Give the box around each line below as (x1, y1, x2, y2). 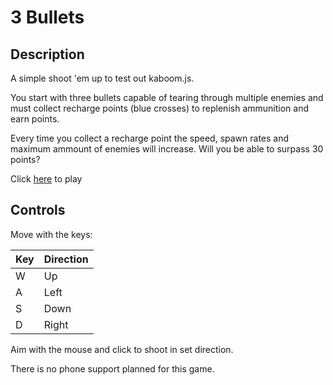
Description (10, 46, 85, 63)
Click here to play (10, 173, 83, 185)
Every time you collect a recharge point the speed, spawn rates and (10, 132, 290, 144)
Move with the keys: (10, 228, 93, 240)
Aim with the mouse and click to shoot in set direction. (10, 343, 234, 355)
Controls (10, 202, 66, 219)
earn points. (10, 113, 60, 125)
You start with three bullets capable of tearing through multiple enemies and (10, 92, 324, 103)
